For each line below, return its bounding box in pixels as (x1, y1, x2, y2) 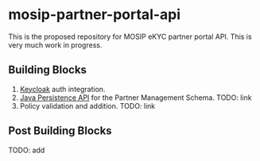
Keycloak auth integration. (19, 84, 106, 94)
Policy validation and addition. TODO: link (19, 101, 156, 110)
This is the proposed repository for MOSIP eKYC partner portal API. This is (8, 32, 252, 41)
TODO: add (8, 145, 45, 155)
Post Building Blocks (8, 125, 113, 138)
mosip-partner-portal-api (8, 6, 181, 24)
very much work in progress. (8, 40, 103, 49)
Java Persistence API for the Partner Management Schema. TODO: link (19, 93, 252, 102)
